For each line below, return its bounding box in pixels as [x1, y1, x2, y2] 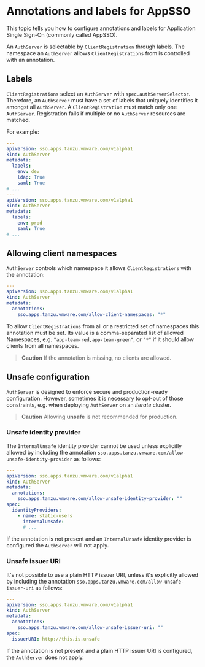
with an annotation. [6, 56, 55, 63]
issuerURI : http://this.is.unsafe [12, 636, 100, 642]
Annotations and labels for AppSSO [6, 4, 191, 18]
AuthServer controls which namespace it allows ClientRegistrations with [6, 264, 192, 272]
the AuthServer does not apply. [6, 654, 84, 661]
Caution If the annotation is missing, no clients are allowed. [21, 354, 172, 361]
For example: [6, 128, 40, 136]
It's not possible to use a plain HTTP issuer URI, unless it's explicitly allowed [6, 571, 198, 578]
